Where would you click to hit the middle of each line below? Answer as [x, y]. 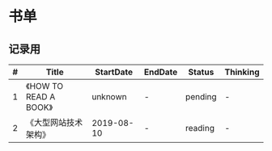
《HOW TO [44, 86]
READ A [40, 96]
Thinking [242, 72]
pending [201, 96]
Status [201, 72]
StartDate [114, 72]
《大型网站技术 [54, 122]
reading [200, 128]
